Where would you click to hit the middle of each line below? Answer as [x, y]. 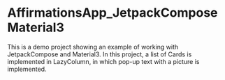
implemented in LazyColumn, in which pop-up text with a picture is [103, 61]
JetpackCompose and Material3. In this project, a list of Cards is [100, 54]
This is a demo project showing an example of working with [93, 47]
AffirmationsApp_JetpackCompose [112, 13]
